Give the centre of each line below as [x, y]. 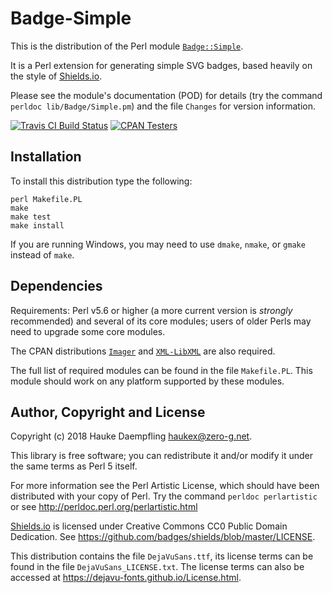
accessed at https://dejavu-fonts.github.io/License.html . [126, 578]
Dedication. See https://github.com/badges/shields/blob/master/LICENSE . [163, 537]
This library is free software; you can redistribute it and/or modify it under [162, 456]
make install [37, 225]
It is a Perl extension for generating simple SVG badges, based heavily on [161, 65]
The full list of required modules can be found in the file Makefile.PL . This [161, 370]
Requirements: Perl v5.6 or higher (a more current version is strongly [151, 310]
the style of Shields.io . [56, 76]
